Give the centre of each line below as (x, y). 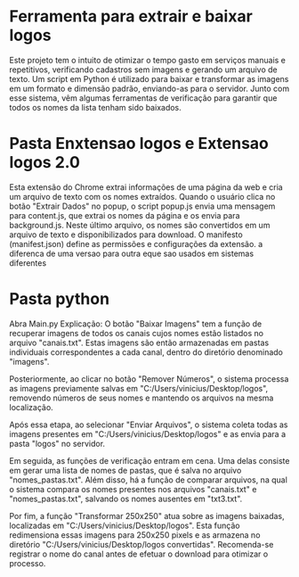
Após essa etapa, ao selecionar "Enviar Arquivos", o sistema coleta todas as (149, 425)
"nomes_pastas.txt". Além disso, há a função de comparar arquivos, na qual (148, 480)
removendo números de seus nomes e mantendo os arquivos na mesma (141, 398)
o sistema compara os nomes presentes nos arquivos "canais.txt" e (133, 489)
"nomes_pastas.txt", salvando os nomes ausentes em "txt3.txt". (126, 499)
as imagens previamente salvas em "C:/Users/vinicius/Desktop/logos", (139, 388)
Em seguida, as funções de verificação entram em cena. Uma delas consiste (149, 460)
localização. (31, 407)
